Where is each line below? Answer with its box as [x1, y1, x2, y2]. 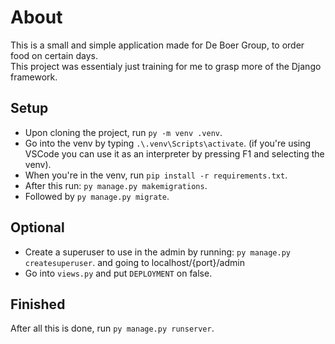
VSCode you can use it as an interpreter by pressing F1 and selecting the [24, 147, 325, 160]
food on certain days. [10, 49, 98, 61]
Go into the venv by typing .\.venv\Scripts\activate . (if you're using [24, 137, 312, 149]
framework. [10, 71, 58, 83]
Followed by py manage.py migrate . [24, 190, 170, 202]
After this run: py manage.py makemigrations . [24, 179, 208, 191]
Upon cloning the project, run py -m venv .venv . [24, 126, 223, 138]
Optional [10, 219, 65, 236]
